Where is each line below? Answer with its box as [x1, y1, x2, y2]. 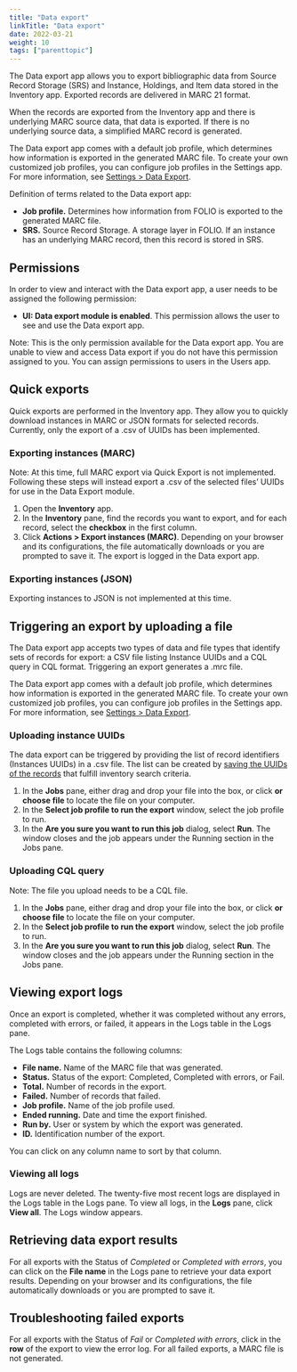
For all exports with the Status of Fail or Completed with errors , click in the [9, 1334, 282, 1345]
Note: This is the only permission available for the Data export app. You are [9, 337, 285, 347]
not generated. [9, 1353, 64, 1364]
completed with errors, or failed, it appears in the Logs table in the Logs [9, 1017, 272, 1029]
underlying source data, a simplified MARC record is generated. [9, 126, 243, 136]
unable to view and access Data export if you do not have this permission [9, 347, 278, 357]
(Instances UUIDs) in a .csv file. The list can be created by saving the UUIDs [9, 759, 288, 770]
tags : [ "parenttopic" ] [9, 46, 93, 55]
